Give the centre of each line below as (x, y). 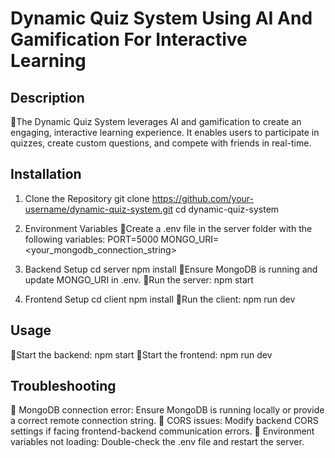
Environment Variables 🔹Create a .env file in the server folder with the (168, 228)
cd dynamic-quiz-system (227, 209)
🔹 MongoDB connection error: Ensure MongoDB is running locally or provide (167, 410)
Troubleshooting (63, 386)
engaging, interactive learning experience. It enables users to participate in (165, 132)
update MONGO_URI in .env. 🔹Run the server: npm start (139, 279)
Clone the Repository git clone (87, 198)
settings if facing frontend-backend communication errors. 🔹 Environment (162, 431)
